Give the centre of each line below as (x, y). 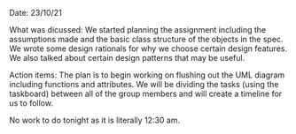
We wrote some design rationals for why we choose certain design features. (148, 48)
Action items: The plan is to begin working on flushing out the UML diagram (147, 75)
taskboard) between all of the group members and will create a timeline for (146, 93)
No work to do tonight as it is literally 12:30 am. (94, 120)
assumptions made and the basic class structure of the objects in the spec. (146, 39)
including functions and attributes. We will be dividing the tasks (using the (144, 84)
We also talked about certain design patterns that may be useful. (127, 58)
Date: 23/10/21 (35, 13)
